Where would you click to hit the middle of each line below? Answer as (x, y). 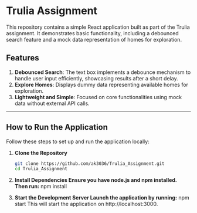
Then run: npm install (41, 187)
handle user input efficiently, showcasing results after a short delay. (96, 78)
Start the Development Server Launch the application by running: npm (102, 198)
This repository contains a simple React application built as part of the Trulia (98, 27)
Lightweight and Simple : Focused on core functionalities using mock (98, 97)
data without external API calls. (52, 103)
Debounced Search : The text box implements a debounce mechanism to (103, 72)
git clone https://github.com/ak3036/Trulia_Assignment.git (89, 163)
